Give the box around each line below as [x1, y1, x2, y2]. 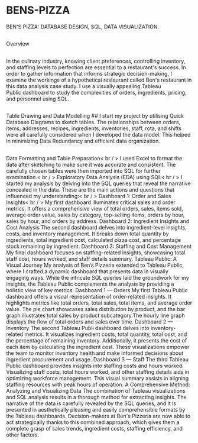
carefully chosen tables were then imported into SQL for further [6, 167, 161, 174]
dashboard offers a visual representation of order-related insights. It [6, 293, 172, 300]
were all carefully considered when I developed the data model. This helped [6, 131, 191, 138]
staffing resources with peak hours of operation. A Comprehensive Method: [6, 381, 190, 388]
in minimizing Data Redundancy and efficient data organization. [6, 137, 161, 145]
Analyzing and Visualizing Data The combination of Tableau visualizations [6, 387, 186, 394]
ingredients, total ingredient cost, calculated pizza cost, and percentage [6, 236, 181, 243]
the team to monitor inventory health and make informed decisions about [6, 350, 184, 357]
